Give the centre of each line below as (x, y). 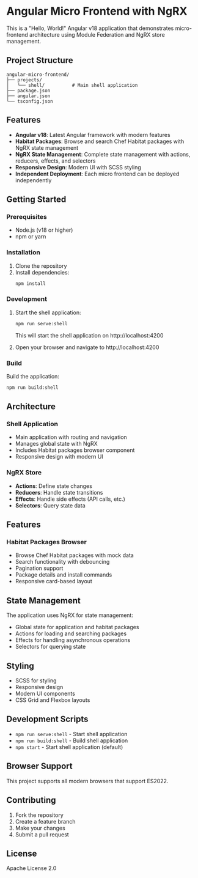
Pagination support (39, 568)
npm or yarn (31, 237)
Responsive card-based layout (54, 581)
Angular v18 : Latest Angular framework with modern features (93, 135)
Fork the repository (39, 815)
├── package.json (28, 90)
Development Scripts (47, 719)
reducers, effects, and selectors (55, 161)
